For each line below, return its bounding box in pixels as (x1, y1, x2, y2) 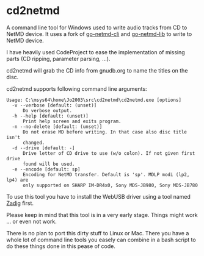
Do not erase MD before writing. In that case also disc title (22, 129, 188, 135)
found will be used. (22, 161, 75, 167)
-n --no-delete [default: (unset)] (12, 123, 103, 130)
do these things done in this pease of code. (6, 242, 116, 250)
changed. (22, 140, 45, 146)
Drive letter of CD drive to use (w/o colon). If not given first (22, 150, 195, 156)
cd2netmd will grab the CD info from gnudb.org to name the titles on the (6, 66, 188, 74)
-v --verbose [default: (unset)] (12, 102, 97, 108)
